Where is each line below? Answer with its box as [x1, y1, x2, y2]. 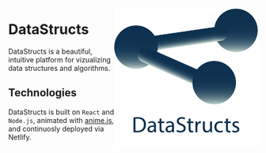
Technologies [8, 86, 78, 99]
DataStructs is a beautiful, [8, 47, 93, 56]
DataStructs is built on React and [8, 107, 115, 117]
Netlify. [8, 132, 32, 142]
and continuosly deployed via [8, 124, 104, 133]
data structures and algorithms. [8, 63, 111, 73]
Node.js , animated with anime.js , [8, 115, 115, 125]
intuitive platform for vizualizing [8, 54, 111, 64]
